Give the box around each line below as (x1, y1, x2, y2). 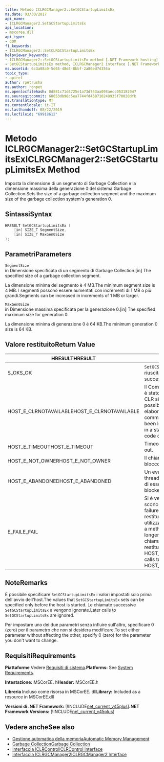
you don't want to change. (5, 637, 58, 644)
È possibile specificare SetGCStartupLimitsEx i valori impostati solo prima (5, 592, 152, 598)
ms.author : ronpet (5, 84, 42, 90)
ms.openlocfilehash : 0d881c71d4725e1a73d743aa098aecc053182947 (5, 89, 137, 94)
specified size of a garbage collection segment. (5, 273, 101, 278)
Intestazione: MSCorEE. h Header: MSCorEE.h (5, 679, 99, 685)
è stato (144, 390, 160, 396)
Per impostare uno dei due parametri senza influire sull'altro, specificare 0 (5, 622, 154, 628)
